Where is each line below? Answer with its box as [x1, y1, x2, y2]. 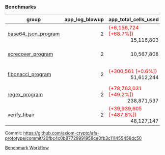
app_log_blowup [64, 16, 104, 23]
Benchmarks [5, 3, 36, 10]
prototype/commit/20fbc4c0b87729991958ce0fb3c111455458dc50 [5, 135, 142, 141]
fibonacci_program [7, 71, 52, 78]
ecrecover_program [7, 51, 53, 57]
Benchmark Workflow [5, 145, 49, 151]
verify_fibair [7, 111, 35, 118]
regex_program [7, 91, 43, 98]
